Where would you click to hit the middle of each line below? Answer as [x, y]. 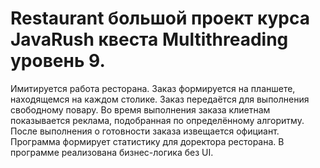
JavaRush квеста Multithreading [149, 39]
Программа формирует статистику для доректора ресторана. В [147, 141]
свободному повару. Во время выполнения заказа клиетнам [140, 109]
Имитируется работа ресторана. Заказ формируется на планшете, [153, 88]
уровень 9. [58, 61]
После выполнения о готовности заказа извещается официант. [145, 131]
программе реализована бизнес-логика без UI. [112, 152]
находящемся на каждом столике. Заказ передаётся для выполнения [160, 99]
